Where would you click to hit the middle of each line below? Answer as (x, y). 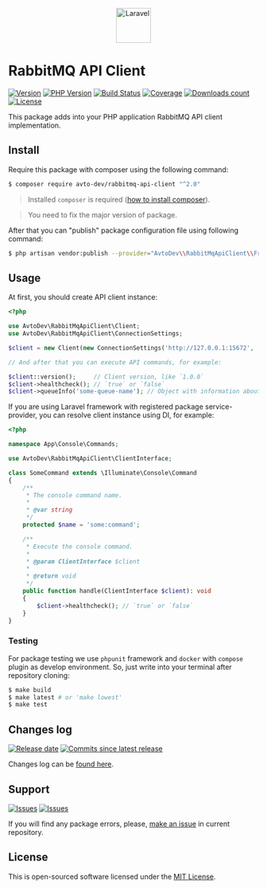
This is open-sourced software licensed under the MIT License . (112, 876)
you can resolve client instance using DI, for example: (127, 415)
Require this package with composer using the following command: (118, 169)
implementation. (35, 125)
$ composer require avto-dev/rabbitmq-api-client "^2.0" (104, 184)
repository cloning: (39, 675)
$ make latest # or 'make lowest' (66, 697)
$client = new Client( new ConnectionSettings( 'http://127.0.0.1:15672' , (131, 348)
